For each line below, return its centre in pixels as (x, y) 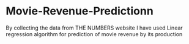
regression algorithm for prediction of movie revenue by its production (94, 34)
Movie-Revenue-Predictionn (80, 11)
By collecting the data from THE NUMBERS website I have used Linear (94, 28)
